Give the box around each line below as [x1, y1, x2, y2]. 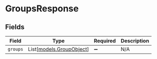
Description [120, 38, 149, 44]
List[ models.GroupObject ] [28, 46, 89, 53]
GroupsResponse [5, 3, 79, 14]
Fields [5, 23, 25, 31]
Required [93, 38, 116, 44]
